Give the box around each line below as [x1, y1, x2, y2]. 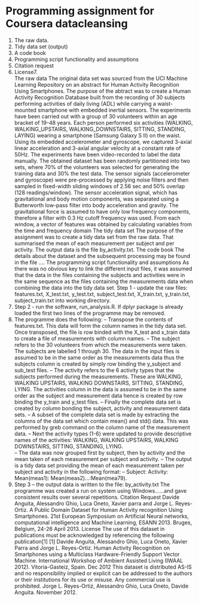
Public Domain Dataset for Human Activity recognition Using [34, 506, 183, 513]
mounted [14, 106, 37, 113]
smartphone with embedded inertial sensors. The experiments [38, 106, 191, 113]
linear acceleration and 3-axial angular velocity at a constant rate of [14, 145, 182, 152]
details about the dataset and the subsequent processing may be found [14, 252, 191, 259]
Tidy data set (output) [14, 43, 68, 50]
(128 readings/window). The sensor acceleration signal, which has [14, 189, 177, 196]
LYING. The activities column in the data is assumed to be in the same [14, 385, 186, 392]
